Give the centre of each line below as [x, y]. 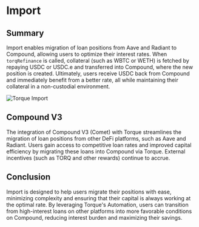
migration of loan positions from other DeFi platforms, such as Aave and [96, 138]
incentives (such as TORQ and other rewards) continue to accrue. [88, 158]
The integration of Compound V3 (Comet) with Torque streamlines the [94, 132]
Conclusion [29, 177]
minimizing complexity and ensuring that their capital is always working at [99, 198]
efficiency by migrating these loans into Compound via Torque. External [96, 151]
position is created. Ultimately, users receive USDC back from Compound [98, 73]
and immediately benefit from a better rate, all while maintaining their [93, 80]
